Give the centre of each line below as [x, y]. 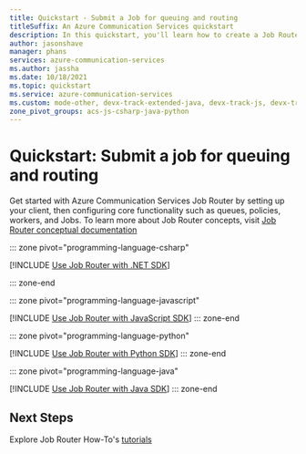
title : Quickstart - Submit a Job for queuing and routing [124, 18]
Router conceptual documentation [73, 230]
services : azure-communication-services [87, 60]
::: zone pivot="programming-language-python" [99, 336]
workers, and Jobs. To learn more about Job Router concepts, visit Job [143, 221]
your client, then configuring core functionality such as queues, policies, [145, 211]
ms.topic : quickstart [51, 86]
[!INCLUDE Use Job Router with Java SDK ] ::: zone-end [113, 389]
